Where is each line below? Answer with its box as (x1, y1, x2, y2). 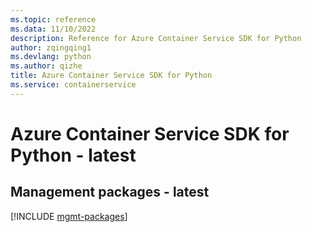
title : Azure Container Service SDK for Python (10, 71, 213, 81)
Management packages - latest (10, 184, 210, 201)
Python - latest (10, 144, 137, 166)
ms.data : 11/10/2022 (10, 24, 97, 34)
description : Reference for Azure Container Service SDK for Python (10, 33, 302, 43)
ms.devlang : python (10, 52, 92, 62)
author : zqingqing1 (10, 42, 92, 53)
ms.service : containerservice (10, 80, 137, 90)
